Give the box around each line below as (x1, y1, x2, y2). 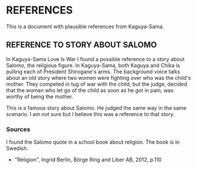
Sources (6, 125, 30, 133)
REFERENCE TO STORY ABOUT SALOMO (6, 40, 157, 50)
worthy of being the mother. (6, 93, 74, 100)
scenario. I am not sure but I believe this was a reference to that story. (6, 110, 175, 117)
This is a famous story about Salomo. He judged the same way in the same (6, 104, 186, 111)
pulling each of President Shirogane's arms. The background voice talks (6, 68, 181, 75)
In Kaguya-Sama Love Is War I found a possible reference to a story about (6, 55, 185, 62)
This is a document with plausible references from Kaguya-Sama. (6, 23, 164, 30)
